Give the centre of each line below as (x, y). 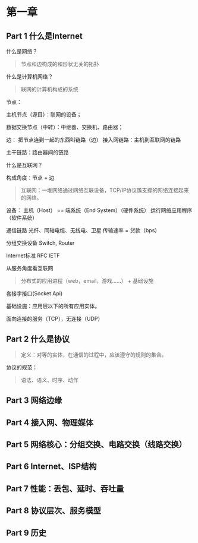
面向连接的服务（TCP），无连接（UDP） (55, 319)
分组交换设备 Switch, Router (40, 243)
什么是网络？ (22, 51)
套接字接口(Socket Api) (34, 293)
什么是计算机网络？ (30, 77)
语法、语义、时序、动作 (49, 380)
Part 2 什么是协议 (38, 339)
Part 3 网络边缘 (34, 401)
